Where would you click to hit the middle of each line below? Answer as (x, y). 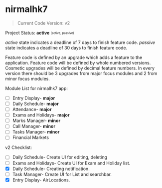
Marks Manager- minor (36, 120)
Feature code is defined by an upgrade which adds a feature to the (74, 57)
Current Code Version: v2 (44, 23)
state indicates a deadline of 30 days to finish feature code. (66, 47)
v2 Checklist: (19, 147)
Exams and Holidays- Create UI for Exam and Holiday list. (71, 163)
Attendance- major (32, 109)
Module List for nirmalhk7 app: (37, 88)
